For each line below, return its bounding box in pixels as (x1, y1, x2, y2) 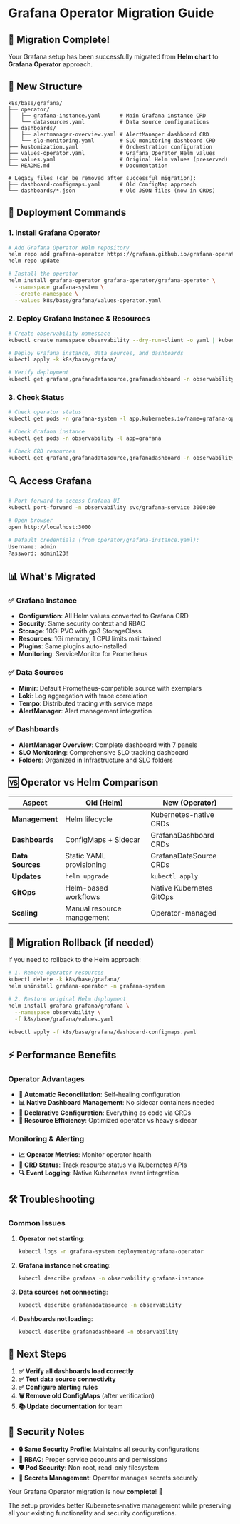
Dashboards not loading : (18, 1314, 93, 1323)
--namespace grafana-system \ (14, 284, 104, 291)
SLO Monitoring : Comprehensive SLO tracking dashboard (18, 748, 189, 756)
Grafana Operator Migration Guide (8, 5, 214, 21)
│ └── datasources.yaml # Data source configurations (8, 118, 209, 126)
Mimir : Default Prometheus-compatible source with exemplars (18, 683, 202, 692)
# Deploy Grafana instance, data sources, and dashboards (8, 349, 184, 356)
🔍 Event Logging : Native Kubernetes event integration (18, 1169, 179, 1178)
